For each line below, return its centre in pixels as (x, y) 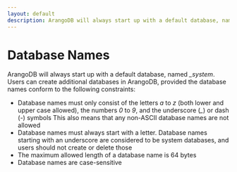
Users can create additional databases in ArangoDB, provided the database (117, 82)
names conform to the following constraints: (72, 89)
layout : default (31, 14)
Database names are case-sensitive (69, 163)
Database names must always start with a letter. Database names (113, 133)
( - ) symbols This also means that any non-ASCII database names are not (123, 118)
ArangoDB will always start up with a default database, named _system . (111, 74)
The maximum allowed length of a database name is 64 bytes (107, 155)
